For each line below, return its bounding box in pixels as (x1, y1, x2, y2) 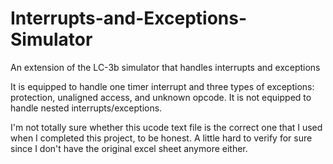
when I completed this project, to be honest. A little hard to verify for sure (10, 132, 313, 144)
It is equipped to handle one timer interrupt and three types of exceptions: (10, 80, 315, 92)
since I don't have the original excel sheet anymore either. (10, 142, 248, 154)
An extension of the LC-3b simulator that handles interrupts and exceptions (10, 61, 321, 73)
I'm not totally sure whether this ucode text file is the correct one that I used (10, 121, 323, 133)
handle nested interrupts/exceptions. (10, 102, 163, 114)
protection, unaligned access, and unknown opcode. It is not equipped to (10, 91, 312, 103)
